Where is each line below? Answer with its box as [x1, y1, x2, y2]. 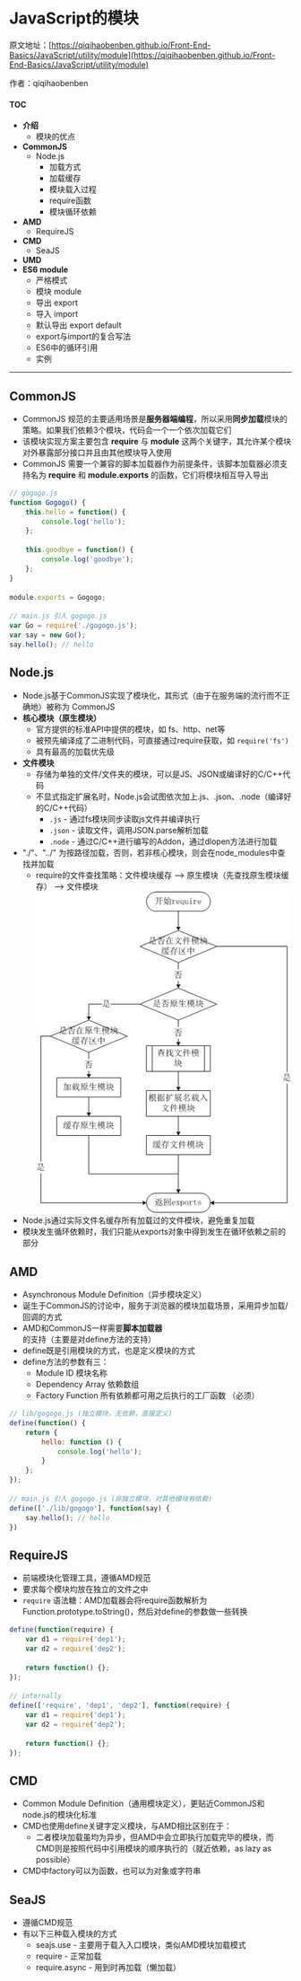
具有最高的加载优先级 [35, 746, 115, 757]
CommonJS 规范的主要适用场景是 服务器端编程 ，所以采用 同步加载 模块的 [21, 413, 288, 424]
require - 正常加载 [35, 1950, 102, 1962]
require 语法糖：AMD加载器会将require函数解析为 [21, 1595, 208, 1606]
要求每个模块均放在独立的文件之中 [21, 1584, 149, 1595]
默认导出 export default [35, 320, 123, 330]
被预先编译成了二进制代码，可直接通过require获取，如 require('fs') [35, 735, 289, 745]
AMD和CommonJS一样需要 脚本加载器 [21, 1323, 163, 1334]
